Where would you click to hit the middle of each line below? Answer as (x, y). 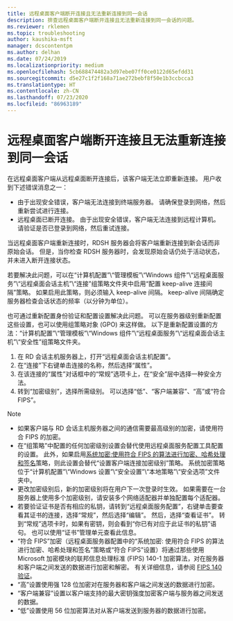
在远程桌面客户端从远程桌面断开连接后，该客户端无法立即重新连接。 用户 (111, 179)
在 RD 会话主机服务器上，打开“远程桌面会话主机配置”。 (96, 356)
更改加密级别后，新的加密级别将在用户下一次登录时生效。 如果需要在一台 (121, 489)
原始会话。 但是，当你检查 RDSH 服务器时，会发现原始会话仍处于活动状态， (115, 251)
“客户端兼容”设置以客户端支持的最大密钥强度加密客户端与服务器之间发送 (120, 593)
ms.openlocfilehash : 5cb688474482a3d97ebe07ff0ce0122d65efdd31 (101, 72)
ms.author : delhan (34, 53)
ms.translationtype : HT (42, 85)
